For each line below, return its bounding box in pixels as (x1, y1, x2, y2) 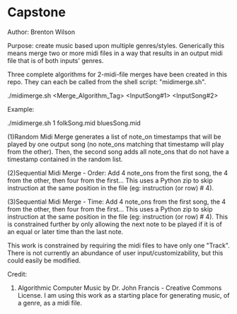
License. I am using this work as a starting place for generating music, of (17, 291, 230, 299)
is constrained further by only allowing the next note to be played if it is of (7, 220, 223, 228)
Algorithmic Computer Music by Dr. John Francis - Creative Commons (17, 284, 222, 292)
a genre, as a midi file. (17, 298, 83, 307)
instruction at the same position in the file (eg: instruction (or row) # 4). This (7, 212, 229, 221)
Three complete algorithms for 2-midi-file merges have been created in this (7, 70, 228, 78)
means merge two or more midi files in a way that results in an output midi (7, 49, 223, 57)
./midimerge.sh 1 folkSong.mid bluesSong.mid (7, 118, 141, 127)
